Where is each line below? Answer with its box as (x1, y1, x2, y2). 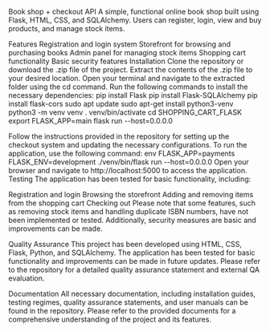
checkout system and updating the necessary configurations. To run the (8, 140, 247, 149)
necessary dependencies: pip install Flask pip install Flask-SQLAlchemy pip (8, 91, 259, 99)
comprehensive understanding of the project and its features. (8, 314, 211, 324)
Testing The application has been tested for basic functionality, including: (8, 174, 252, 184)
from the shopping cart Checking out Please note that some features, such (8, 198, 256, 208)
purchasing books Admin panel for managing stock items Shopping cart (8, 48, 247, 57)
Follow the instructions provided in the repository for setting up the (8, 132, 230, 141)
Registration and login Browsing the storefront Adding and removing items (8, 190, 254, 199)
